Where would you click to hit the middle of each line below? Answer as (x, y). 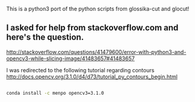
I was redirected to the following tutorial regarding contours (80, 70)
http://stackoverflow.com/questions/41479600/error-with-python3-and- (96, 52)
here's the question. (45, 37)
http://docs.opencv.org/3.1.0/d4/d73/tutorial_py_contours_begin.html (92, 76)
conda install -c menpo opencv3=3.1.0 (55, 93)
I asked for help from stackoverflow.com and (92, 28)
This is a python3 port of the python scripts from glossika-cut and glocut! (98, 9)
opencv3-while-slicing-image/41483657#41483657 (71, 58)
